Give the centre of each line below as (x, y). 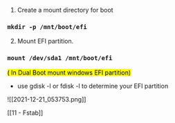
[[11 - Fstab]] (25, 113)
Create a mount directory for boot (65, 10)
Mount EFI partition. (45, 41)
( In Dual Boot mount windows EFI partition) (69, 73)
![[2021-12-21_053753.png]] (47, 99)
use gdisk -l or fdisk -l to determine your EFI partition (93, 86)
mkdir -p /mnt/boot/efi (47, 27)
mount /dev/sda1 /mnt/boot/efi (60, 58)
